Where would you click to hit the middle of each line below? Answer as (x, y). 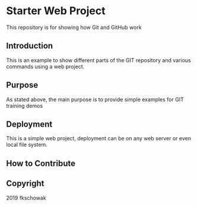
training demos (25, 105)
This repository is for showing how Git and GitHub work (74, 27)
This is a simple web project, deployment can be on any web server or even (99, 139)
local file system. (27, 145)
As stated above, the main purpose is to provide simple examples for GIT (95, 99)
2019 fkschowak (26, 198)
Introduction (30, 46)
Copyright (25, 184)
